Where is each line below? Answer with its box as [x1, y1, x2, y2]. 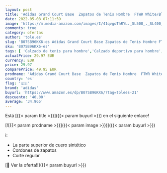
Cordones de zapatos [12, 147, 57, 153]
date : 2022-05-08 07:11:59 [5, 16, 61, 21]
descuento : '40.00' [5, 94, 46, 99]
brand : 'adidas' [5, 85, 39, 90]
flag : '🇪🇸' [5, 81, 30, 86]
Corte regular [12, 153, 40, 159]
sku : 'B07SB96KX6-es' [5, 44, 50, 49]
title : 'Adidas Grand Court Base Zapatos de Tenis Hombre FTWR [5, 12, 143, 17]
